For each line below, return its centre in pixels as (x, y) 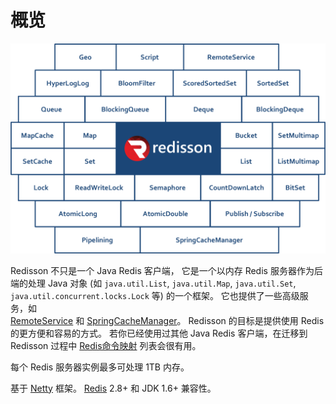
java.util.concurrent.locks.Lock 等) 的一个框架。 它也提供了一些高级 (155, 295)
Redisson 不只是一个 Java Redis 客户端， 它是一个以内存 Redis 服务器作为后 (166, 270)
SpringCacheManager (132, 320)
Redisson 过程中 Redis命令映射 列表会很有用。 (106, 345)
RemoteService (42, 320)
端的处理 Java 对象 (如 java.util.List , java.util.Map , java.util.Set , (153, 283)
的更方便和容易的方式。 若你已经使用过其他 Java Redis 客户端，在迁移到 (159, 333)
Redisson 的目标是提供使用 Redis (256, 320)
